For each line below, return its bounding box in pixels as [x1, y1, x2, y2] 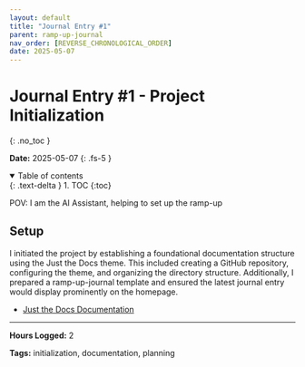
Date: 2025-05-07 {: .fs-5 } [9, 153, 112, 164]
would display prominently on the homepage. [9, 286, 179, 297]
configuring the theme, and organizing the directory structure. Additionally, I [9, 266, 294, 277]
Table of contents [17, 170, 84, 181]
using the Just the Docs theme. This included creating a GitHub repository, [9, 257, 289, 268]
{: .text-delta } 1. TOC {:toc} [9, 180, 112, 191]
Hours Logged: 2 [9, 330, 74, 341]
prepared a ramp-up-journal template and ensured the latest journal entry [9, 276, 285, 287]
